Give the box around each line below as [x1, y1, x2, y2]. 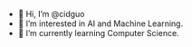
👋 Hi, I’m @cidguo [17, 9, 85, 19]
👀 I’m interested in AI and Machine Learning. [17, 18, 184, 29]
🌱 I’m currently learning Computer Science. [17, 28, 179, 38]
